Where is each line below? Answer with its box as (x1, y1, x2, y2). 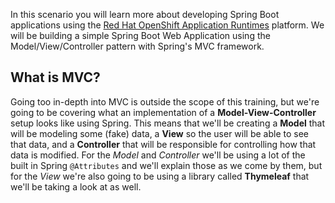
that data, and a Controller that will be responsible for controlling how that (10, 138, 317, 150)
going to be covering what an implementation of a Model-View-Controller (10, 106, 317, 118)
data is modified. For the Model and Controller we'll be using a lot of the (10, 149, 306, 161)
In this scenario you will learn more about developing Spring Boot (10, 9, 280, 20)
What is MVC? (10, 69, 101, 86)
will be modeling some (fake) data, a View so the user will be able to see (10, 127, 310, 139)
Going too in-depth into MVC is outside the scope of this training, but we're (10, 95, 320, 108)
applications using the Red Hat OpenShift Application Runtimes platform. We (10, 19, 325, 31)
